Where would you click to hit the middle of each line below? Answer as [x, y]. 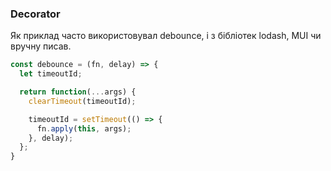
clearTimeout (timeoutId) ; [82, 101]
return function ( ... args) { [78, 92]
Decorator [35, 14]
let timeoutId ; [51, 74]
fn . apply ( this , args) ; [84, 128]
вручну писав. [41, 46]
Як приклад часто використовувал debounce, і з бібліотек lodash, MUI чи [166, 36]
